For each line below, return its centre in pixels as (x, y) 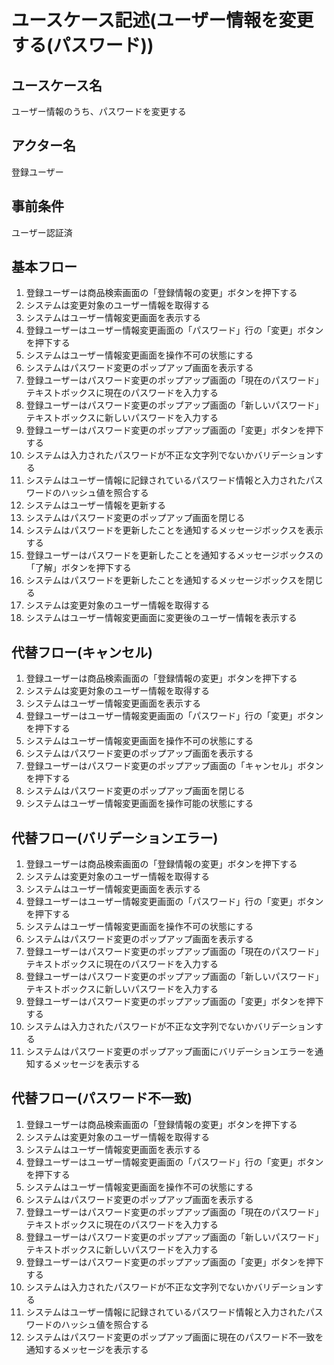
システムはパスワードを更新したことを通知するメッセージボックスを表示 (174, 530)
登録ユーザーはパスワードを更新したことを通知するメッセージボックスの (174, 555)
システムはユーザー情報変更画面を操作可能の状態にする (139, 803)
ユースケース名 (57, 85)
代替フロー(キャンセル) (82, 652)
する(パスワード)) (82, 45)
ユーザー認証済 (42, 232)
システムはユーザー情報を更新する (96, 505)
